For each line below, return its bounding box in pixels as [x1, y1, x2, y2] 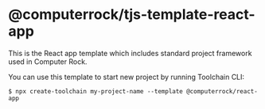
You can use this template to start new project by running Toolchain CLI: [8, 72, 245, 81]
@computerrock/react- [185, 87, 259, 96]
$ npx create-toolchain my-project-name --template [8, 87, 183, 96]
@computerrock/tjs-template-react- [8, 6, 256, 24]
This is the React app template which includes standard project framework [8, 48, 252, 58]
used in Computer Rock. [8, 57, 88, 66]
